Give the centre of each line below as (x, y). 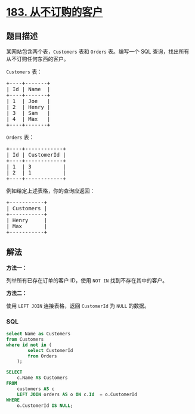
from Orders (43, 356)
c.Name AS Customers (42, 378)
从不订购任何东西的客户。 (38, 59)
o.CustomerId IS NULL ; (45, 406)
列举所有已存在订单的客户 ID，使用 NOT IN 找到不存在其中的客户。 (87, 280)
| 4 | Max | (28, 119)
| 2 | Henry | (28, 107)
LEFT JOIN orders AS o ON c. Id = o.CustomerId (77, 394)
